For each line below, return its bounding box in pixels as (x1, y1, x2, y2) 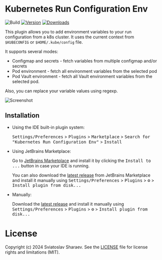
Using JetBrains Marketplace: (12, 148, 71, 154)
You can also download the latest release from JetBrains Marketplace (12, 172, 151, 178)
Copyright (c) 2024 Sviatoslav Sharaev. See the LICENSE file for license (5, 244, 148, 250)
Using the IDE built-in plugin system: (12, 124, 85, 130)
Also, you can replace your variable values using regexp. (5, 88, 118, 94)
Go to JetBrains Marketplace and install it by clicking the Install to (12, 158, 151, 163)
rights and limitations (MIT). (5, 249, 60, 255)
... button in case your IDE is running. (12, 162, 90, 168)
